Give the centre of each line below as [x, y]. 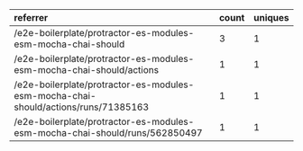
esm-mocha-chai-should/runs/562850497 [108, 133]
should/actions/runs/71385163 [82, 107]
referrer [31, 18]
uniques [271, 18]
